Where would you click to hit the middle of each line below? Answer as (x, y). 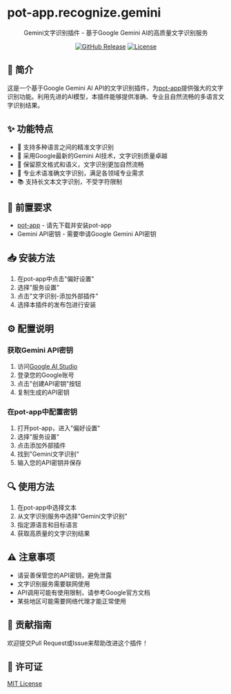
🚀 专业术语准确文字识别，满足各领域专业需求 (80, 173)
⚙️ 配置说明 (30, 328)
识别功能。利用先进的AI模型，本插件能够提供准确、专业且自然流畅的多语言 (113, 96)
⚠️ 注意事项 (31, 557)
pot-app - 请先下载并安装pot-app (64, 225)
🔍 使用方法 (31, 486)
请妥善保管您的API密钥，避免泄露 (64, 575)
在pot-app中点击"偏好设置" (56, 279)
